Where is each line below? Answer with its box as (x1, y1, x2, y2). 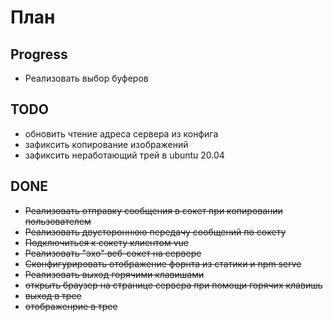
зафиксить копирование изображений (24, 138, 189, 150)
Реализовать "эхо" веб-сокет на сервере (24, 247, 202, 259)
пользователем (24, 215, 92, 227)
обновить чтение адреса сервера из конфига (24, 127, 219, 140)
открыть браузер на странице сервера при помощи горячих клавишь (24, 279, 323, 291)
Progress (10, 46, 68, 63)
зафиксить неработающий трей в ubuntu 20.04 (24, 149, 225, 161)
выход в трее (24, 289, 82, 301)
